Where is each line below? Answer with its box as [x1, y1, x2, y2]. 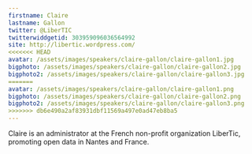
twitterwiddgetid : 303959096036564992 [8, 33, 135, 42]
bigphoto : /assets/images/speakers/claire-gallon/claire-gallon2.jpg [8, 63, 242, 71]
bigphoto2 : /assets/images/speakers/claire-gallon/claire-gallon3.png [8, 100, 245, 107]
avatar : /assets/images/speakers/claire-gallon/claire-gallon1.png [8, 85, 235, 93]
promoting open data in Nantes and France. [8, 137, 150, 146]
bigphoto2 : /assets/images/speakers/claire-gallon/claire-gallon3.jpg [8, 70, 245, 78]
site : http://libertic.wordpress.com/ [8, 41, 135, 49]
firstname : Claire [8, 11, 69, 20]
